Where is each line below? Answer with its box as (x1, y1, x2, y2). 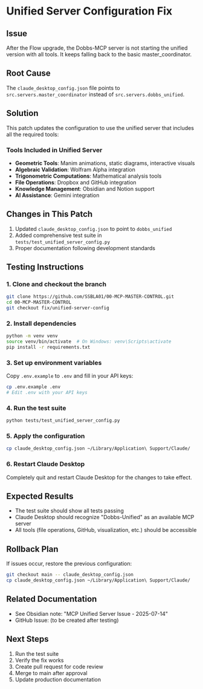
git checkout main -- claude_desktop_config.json (6, 572, 134, 578)
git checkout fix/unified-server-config (6, 305, 110, 311)
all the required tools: (6, 131, 59, 138)
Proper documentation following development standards (14, 244, 156, 251)
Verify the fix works (14, 656, 64, 664)
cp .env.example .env (6, 384, 61, 390)
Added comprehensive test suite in (14, 231, 102, 239)
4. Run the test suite (6, 404, 66, 412)
